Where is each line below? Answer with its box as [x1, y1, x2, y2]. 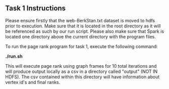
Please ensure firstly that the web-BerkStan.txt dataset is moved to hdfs [5, 17, 155, 23]
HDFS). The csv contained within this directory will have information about [5, 73, 160, 80]
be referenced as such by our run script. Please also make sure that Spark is [5, 28, 164, 34]
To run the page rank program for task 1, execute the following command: [5, 43, 158, 50]
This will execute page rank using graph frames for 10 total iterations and [5, 63, 157, 69]
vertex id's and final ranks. [5, 79, 61, 85]
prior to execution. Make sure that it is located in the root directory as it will [5, 23, 161, 29]
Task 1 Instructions [5, 4, 66, 13]
